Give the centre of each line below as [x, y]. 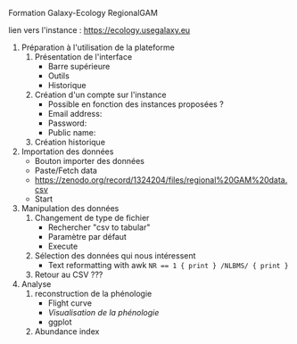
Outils [59, 76]
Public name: [72, 132]
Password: [67, 123]
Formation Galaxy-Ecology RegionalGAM [83, 13]
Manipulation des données [70, 208]
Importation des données [67, 152]
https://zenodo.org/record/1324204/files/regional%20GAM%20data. [161, 180]
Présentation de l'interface [83, 57]
